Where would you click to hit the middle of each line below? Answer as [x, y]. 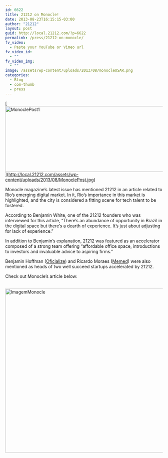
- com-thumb [22, 84]
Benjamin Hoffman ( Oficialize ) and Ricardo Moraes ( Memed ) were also [78, 261]
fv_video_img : [20, 61]
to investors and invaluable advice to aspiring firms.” [59, 251]
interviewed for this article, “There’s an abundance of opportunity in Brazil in [84, 220]
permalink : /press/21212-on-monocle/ [44, 38]
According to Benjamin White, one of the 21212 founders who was [73, 215]
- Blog [16, 80]
